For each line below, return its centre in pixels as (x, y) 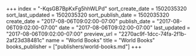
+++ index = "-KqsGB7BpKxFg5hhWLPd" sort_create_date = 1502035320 (97, 9)
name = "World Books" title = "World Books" (100, 40)
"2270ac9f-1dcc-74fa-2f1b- (152, 34)
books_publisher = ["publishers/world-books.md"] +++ (74, 46)
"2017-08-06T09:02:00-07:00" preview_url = (62, 34)
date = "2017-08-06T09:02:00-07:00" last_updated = (125, 27)
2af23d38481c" (25, 40)
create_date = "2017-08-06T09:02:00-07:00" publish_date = (81, 21)
